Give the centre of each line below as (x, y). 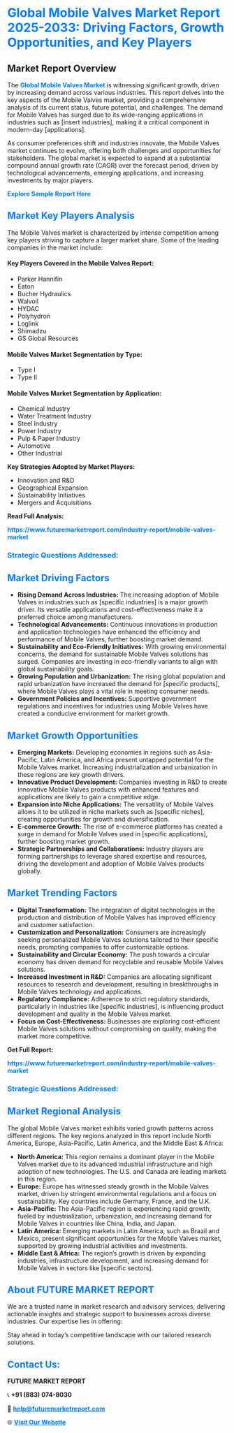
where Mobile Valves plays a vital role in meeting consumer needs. (113, 691)
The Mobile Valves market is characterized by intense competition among (113, 233)
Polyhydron (34, 317)
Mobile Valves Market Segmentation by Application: (85, 393)
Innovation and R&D (46, 481)
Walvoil (28, 301)
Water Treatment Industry (54, 416)
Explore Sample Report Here (49, 194)
